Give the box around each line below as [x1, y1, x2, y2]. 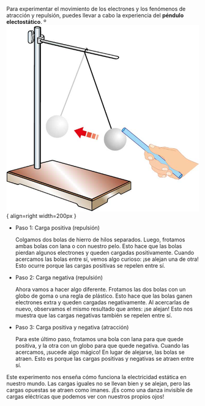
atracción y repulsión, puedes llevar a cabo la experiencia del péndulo [6, 12, 184, 19]
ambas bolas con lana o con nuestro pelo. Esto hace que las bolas [15, 242, 182, 250]
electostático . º [6, 18, 47, 25]
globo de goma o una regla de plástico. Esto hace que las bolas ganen [15, 292, 193, 299]
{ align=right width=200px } [6, 212, 76, 219]
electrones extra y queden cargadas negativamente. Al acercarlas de [15, 298, 190, 306]
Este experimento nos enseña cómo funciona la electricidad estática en [6, 373, 187, 380]
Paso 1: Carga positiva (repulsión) [15, 224, 100, 231]
